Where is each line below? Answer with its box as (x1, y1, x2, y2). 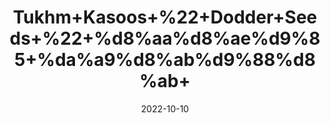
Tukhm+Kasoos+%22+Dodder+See (12, 6, 318, 29)
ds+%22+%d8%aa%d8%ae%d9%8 (9, 27, 321, 50)
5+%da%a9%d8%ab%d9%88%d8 (14, 49, 316, 71)
